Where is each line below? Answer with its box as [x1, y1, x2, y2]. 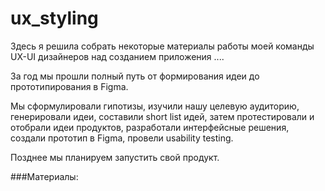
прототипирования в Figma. [10, 80, 129, 92]
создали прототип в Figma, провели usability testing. [10, 132, 234, 144]
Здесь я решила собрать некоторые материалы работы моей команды [10, 40, 315, 52]
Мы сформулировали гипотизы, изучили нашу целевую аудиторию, [10, 100, 300, 112]
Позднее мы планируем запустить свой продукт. [10, 151, 220, 163]
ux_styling [10, 7, 99, 30]
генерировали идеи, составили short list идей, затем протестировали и [10, 110, 315, 122]
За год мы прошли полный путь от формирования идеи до [10, 70, 260, 82]
